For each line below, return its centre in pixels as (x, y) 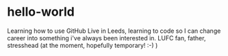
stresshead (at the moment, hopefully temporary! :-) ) (83, 45)
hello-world (41, 12)
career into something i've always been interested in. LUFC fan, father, (106, 38)
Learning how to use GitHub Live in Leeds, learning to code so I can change (114, 31)
